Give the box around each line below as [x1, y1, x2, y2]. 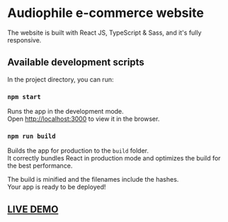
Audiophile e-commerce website [7, 5, 204, 21]
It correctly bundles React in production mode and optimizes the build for [7, 154, 221, 163]
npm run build [7, 132, 56, 140]
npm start [7, 93, 41, 100]
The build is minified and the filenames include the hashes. [7, 175, 179, 184]
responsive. [7, 35, 42, 44]
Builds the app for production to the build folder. [7, 146, 149, 155]
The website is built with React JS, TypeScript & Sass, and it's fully [7, 28, 202, 37]
